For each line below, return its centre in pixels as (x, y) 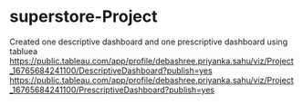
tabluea (24, 51)
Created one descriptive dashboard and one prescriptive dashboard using (149, 42)
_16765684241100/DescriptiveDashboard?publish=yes (111, 71)
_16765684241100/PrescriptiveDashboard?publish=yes (112, 90)
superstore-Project (84, 17)
